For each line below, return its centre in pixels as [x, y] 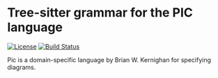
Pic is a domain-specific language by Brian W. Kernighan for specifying [109, 59]
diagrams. [22, 67]
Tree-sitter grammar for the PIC [100, 13]
